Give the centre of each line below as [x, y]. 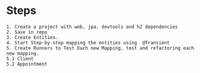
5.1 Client [20, 58]
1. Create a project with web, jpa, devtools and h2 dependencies [92, 27]
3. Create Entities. [33, 37]
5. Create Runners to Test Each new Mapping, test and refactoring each [100, 48]
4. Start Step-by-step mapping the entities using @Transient [88, 43]
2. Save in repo [27, 32]
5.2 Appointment [27, 64]
